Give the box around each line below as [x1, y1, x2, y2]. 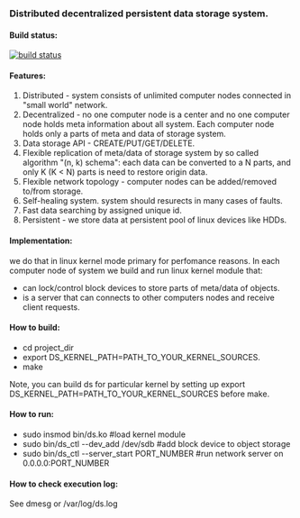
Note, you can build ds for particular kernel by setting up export [9, 378, 246, 389]
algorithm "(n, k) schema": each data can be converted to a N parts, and [22, 157, 291, 168]
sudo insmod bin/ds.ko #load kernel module [22, 429, 186, 440]
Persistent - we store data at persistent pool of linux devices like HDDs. [22, 214, 287, 225]
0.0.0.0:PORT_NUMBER [22, 458, 110, 468]
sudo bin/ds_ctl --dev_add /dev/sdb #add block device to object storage [22, 438, 291, 449]
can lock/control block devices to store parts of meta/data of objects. [22, 282, 280, 293]
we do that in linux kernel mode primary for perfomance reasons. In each [9, 255, 281, 266]
